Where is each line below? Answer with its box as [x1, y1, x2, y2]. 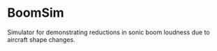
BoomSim [7, 5, 64, 21]
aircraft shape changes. [7, 35, 75, 43]
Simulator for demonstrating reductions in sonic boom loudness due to [7, 28, 211, 36]
